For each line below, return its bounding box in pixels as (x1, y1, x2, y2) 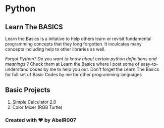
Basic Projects (5, 86, 51, 94)
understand (5, 66, 29, 72)
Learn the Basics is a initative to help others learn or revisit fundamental (5, 36, 152, 42)
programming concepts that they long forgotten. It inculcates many (5, 41, 142, 47)
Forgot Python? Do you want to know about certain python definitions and (5, 56, 157, 62)
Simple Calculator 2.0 (12, 99, 56, 105)
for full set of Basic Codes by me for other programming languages (5, 72, 142, 77)
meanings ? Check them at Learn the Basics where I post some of (5, 61, 140, 67)
